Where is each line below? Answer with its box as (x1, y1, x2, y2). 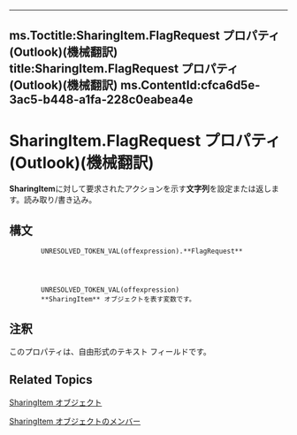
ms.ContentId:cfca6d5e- (120, 78, 261, 93)
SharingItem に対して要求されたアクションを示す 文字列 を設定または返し (9, 183, 272, 195)
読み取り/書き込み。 (23, 195, 97, 205)
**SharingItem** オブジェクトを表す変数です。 (41, 295, 196, 304)
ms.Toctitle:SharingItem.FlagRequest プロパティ (9, 28, 280, 43)
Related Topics (9, 372, 93, 387)
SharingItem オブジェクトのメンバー (9, 416, 141, 426)
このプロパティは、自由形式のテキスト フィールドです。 (9, 346, 211, 356)
